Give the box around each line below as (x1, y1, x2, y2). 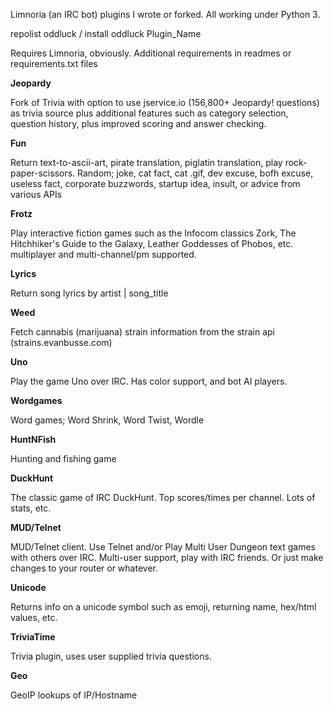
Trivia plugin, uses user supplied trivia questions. (10, 650, 212, 662)
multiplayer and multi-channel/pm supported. (10, 249, 197, 260)
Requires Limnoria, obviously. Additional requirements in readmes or (10, 47, 292, 59)
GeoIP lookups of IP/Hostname (10, 689, 138, 701)
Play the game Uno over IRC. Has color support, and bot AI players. (10, 375, 288, 387)
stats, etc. (10, 502, 52, 514)
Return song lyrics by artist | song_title (10, 287, 169, 299)
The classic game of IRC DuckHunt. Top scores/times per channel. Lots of (10, 492, 316, 503)
